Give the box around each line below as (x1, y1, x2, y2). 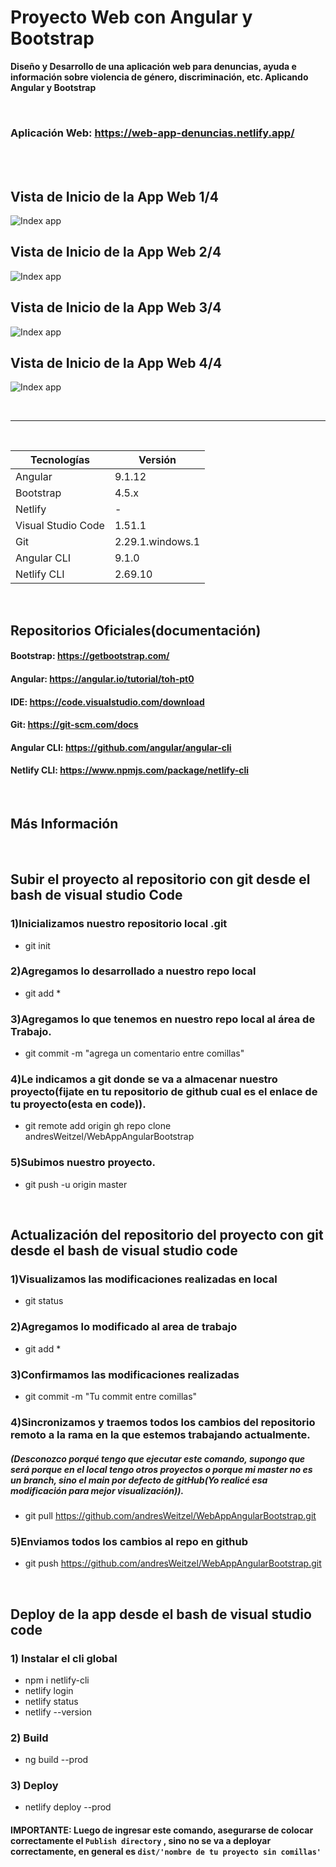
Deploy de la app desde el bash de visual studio (10, 1606, 312, 1623)
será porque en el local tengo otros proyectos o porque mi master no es (10, 1463, 313, 1475)
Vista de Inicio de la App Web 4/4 (10, 355, 223, 372)
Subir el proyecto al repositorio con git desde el (10, 871, 311, 888)
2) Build (10, 1731, 49, 1745)
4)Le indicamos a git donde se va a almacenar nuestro (10, 1072, 278, 1086)
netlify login (24, 1684, 74, 1696)
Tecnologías (29, 453, 90, 467)
